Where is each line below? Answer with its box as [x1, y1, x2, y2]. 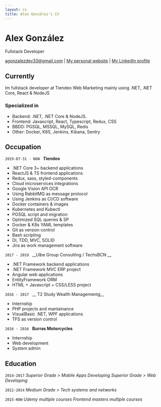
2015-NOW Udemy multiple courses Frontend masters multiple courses [5, 396, 143, 402]
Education [5, 359, 37, 368]
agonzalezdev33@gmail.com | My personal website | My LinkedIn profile [5, 58, 150, 64]
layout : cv [5, 7, 27, 12]
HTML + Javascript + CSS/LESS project [12, 282, 91, 288]
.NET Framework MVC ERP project [12, 267, 81, 272]
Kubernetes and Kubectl [12, 206, 60, 212]
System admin [12, 345, 41, 351]
